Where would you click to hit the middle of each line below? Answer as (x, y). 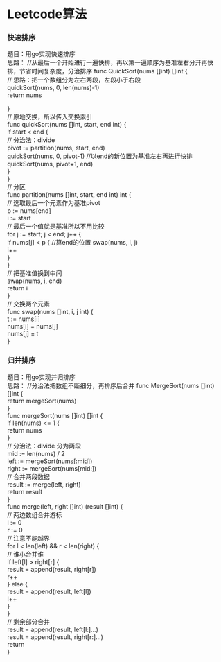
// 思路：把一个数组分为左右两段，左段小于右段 (74, 80)
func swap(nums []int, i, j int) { (50, 312)
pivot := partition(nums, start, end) (56, 148)
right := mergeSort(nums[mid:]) (52, 468)
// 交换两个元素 (29, 304)
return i (18, 288)
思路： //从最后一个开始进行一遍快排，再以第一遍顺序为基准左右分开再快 (110, 62)
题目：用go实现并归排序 (41, 377)
